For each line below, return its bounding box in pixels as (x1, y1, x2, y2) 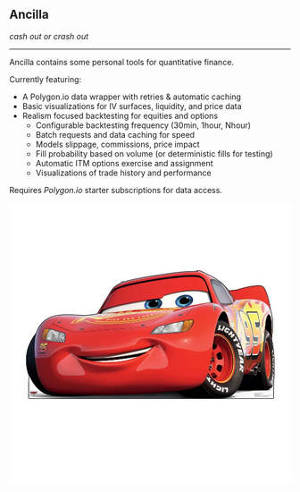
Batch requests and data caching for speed (35, 129, 195, 140)
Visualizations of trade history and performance (35, 167, 212, 178)
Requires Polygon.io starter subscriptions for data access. (9, 184, 223, 195)
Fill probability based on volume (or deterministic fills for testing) (35, 148, 274, 159)
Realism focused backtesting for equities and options (21, 110, 219, 121)
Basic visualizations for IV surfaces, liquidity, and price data (21, 100, 243, 111)
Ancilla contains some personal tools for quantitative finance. (9, 56, 235, 67)
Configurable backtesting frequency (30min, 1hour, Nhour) (35, 120, 252, 131)
